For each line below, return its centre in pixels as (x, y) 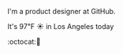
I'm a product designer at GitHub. (61, 11)
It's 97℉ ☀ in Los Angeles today (61, 26)
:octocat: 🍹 (24, 41)
